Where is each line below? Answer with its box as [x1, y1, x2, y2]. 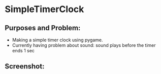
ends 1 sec [12, 48, 35, 53]
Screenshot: [5, 62, 45, 71]
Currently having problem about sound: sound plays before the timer [12, 42, 156, 48]
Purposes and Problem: [5, 24, 81, 32]
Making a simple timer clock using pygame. [12, 37, 103, 43]
